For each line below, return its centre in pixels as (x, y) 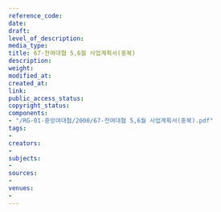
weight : (21, 69)
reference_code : (35, 16)
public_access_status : (46, 98)
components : (28, 114)
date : (17, 23)
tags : (17, 128)
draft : (19, 31)
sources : (23, 173)
